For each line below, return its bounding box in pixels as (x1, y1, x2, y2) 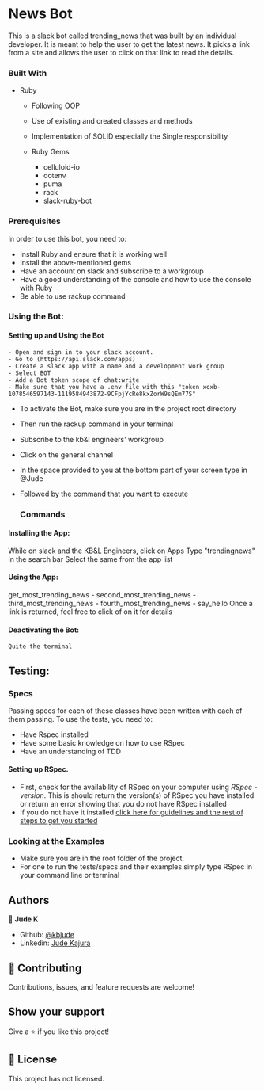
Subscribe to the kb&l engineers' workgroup (19, 434, 164, 444)
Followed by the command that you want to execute (19, 489, 188, 498)
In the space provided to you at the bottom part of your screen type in (19, 465, 247, 475)
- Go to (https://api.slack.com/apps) (8, 355, 136, 363)
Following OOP (31, 101, 81, 111)
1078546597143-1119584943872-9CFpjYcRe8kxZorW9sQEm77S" (8, 390, 196, 398)
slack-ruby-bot (43, 196, 92, 206)
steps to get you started (19, 816, 98, 826)
